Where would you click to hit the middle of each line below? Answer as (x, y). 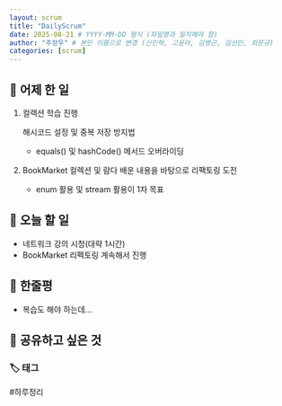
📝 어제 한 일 (39, 89)
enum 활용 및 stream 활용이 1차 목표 (100, 189)
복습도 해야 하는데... (57, 309)
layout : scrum (36, 18)
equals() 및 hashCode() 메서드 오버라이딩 (110, 151)
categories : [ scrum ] (48, 51)
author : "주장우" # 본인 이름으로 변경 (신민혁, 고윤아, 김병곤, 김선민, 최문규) (141, 43)
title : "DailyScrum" (48, 26)
